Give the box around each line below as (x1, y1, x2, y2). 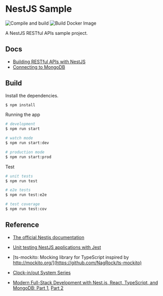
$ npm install (5, 102, 36, 108)
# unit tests (5, 173, 33, 179)
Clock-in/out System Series (12, 269, 71, 275)
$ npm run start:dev (5, 141, 50, 146)
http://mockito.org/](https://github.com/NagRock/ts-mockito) (12, 260, 142, 266)
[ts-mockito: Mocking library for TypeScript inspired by (12, 254, 129, 260)
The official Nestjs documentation (12, 234, 85, 240)
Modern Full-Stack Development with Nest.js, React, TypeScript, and (12, 279, 158, 285)
